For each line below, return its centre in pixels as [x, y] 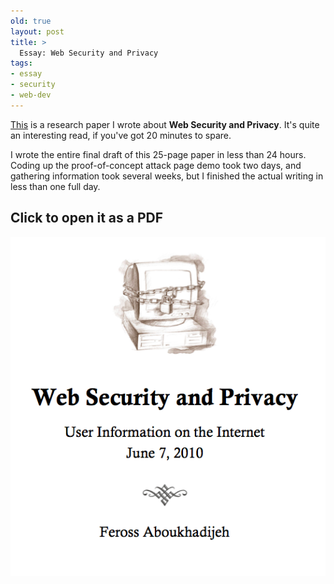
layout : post [37, 31]
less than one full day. [55, 186]
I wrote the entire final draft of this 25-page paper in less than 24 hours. [158, 154]
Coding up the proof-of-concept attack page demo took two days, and [156, 165]
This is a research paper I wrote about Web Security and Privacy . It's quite [165, 124]
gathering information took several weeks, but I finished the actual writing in [167, 176]
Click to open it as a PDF [86, 218]
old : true [31, 21]
